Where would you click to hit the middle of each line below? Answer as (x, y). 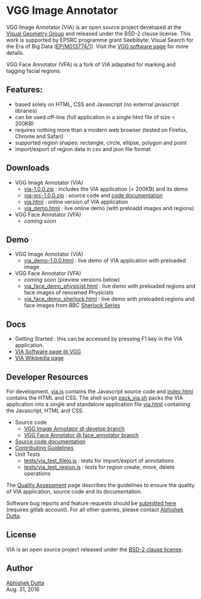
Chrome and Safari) (39, 136)
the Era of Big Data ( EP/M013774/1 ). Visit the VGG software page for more (97, 46)
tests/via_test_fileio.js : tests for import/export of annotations (99, 461)
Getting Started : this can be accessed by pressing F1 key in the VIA (99, 339)
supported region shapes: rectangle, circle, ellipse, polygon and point (101, 143)
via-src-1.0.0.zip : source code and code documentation (93, 195)
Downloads (28, 168)
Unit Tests (27, 454)
